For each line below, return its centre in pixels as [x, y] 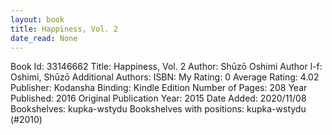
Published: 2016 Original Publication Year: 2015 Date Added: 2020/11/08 [158, 98]
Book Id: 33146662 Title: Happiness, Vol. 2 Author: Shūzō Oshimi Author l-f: [166, 67]
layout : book [37, 19]
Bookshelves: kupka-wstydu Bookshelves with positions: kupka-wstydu [158, 109]
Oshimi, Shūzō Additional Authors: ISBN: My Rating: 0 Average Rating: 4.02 [165, 77]
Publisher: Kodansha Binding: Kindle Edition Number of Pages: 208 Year [159, 88]
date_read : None [44, 38]
